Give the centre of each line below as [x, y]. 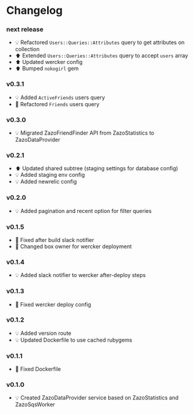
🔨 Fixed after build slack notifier [54, 240]
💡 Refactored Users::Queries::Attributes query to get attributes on [100, 42]
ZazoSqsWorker [35, 404]
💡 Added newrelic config [46, 182]
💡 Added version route [43, 333]
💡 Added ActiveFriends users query [60, 97]
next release [25, 30]
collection [27, 49]
